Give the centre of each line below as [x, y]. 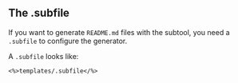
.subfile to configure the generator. [68, 41]
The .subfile [39, 13]
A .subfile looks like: [44, 56]
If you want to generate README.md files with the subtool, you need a [119, 32]
